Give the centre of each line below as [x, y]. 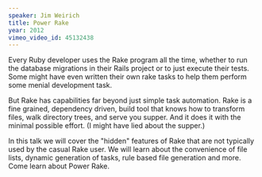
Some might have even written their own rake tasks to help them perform [128, 77]
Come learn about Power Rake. [59, 166]
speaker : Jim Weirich [44, 15]
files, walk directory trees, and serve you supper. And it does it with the [125, 117]
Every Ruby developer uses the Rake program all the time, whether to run [128, 60]
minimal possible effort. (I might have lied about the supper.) [106, 126]
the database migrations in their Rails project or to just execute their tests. [129, 69]
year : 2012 [26, 30]
